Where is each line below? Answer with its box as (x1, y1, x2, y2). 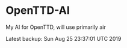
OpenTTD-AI (5, 4, 70, 17)
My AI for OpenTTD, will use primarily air (5, 23, 106, 31)
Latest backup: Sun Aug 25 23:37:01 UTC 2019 (5, 35, 122, 42)
